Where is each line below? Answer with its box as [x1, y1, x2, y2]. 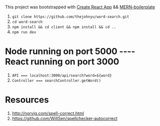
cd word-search [12, 19, 43, 24]
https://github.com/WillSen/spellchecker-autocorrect [12, 115, 117, 121]
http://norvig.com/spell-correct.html [12, 110, 85, 116]
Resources [5, 94, 49, 106]
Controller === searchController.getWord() [12, 78, 102, 83]
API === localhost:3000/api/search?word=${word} [12, 73, 112, 78]
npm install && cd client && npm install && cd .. [12, 25, 116, 30]
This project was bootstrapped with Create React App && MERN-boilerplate [5, 4, 156, 10]
